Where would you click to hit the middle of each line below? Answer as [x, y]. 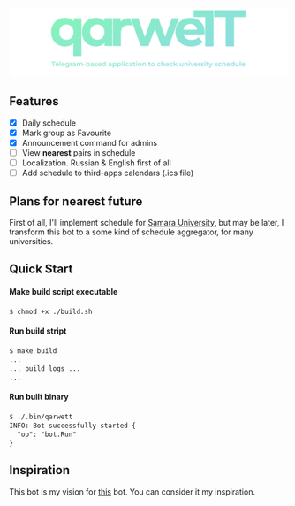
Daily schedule [49, 123]
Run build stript [38, 331]
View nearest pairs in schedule [79, 153]
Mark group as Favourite [67, 133]
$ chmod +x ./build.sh [51, 311]
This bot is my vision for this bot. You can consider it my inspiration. [132, 491]
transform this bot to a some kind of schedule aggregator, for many [131, 232]
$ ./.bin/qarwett [41, 417]
